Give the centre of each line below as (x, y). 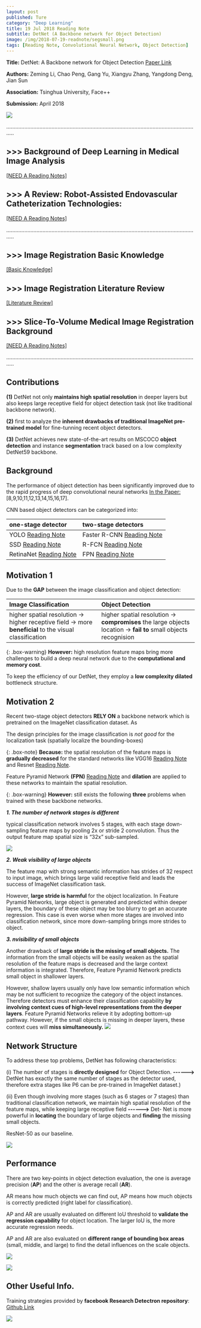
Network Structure (42, 1046)
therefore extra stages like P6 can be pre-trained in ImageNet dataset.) (94, 1085)
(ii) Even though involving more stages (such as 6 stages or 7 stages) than (98, 1096)
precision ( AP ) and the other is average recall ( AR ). (69, 1184)
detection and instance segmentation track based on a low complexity (94, 445)
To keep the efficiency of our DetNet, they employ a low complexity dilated (99, 676)
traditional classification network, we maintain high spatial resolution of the (98, 1103)
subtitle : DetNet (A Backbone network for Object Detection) (84, 34)
